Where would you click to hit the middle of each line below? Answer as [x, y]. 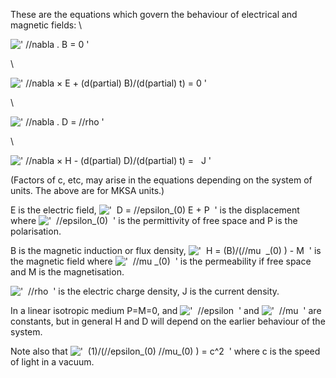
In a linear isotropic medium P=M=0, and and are [166, 310]
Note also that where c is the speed [165, 351]
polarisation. [36, 231]
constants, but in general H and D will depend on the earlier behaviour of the [168, 321]
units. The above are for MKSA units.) [87, 190]
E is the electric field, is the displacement [155, 210]
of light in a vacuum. [52, 362]
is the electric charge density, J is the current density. [169, 291]
